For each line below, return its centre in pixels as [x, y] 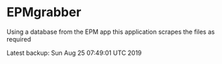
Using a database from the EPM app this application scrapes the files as [111, 32]
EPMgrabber [44, 12]
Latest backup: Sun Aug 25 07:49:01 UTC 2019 [74, 53]
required [19, 39]
